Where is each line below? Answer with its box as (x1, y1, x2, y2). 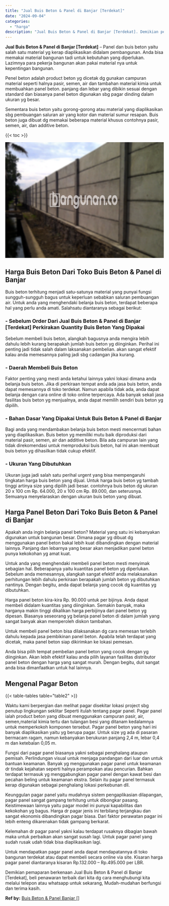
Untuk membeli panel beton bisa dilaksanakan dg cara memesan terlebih (5, 628, 156, 634)
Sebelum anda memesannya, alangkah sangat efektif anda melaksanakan (5, 571, 157, 577)
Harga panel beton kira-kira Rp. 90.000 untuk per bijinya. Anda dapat (5, 597, 148, 603)
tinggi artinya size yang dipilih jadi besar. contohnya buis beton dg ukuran (5, 482, 158, 489)
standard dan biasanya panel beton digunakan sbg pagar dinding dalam (5, 91, 154, 97)
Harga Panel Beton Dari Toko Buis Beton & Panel (5, 508, 158, 517)
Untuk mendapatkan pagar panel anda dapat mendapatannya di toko (5, 849, 148, 855)
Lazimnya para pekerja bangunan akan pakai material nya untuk (5, 60, 137, 66)
